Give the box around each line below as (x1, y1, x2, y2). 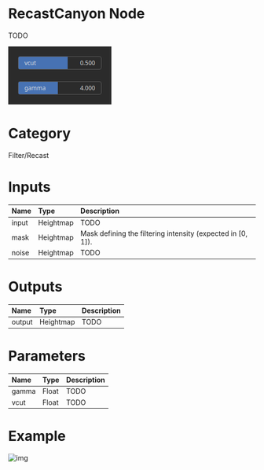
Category (8, 125, 71, 142)
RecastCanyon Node (8, 5, 145, 23)
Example (8, 428, 66, 445)
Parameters (8, 347, 86, 365)
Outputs (8, 277, 63, 296)
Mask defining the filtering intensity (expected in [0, (80, 229, 248, 238)
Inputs (8, 178, 51, 196)
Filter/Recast (8, 150, 49, 160)
